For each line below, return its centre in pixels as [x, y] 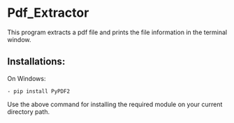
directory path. [29, 111]
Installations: [36, 62]
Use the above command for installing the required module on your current [115, 104]
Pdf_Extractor [48, 13]
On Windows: [27, 78]
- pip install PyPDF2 [39, 91]
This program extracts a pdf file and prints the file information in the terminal [117, 32]
